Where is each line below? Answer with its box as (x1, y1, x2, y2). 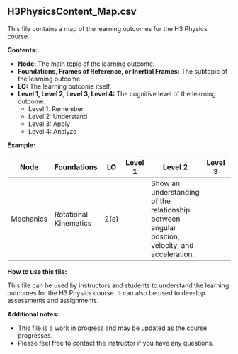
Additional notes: (7, 309, 59, 318)
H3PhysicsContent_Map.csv (7, 6, 137, 18)
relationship (151, 205, 191, 215)
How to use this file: (7, 267, 67, 275)
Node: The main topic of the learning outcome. (17, 59, 155, 68)
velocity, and (151, 240, 194, 250)
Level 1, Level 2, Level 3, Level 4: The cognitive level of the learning (17, 89, 216, 98)
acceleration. (151, 249, 195, 259)
